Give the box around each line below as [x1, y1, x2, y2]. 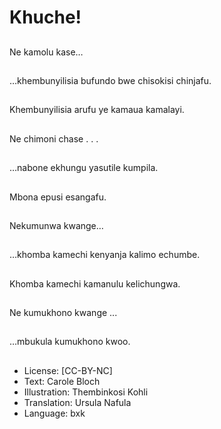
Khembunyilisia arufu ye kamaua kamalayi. [9, 104, 185, 116]
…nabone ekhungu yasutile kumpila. [9, 162, 159, 174]
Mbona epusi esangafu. [9, 191, 107, 203]
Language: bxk [23, 407, 86, 419]
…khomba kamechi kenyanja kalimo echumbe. [9, 249, 201, 261]
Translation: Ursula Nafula [23, 396, 132, 408]
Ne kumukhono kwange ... [9, 307, 118, 319]
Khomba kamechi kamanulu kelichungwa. [9, 277, 181, 290]
